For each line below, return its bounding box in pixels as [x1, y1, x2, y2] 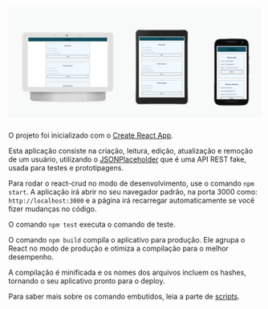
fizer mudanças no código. [8, 204, 98, 214]
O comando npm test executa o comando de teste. [8, 219, 176, 230]
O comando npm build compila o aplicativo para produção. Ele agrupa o [8, 235, 246, 245]
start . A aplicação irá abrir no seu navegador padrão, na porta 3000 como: [8, 187, 258, 197]
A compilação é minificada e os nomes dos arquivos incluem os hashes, [8, 267, 246, 278]
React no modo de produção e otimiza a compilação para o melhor [8, 243, 229, 254]
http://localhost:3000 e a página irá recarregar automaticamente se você [8, 195, 255, 206]
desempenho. [8, 252, 55, 262]
